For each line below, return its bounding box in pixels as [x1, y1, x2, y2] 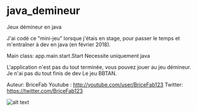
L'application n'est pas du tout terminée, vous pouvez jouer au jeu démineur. [6, 63, 192, 71]
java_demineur [6, 4, 80, 18]
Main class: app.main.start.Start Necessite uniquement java [6, 52, 150, 59]
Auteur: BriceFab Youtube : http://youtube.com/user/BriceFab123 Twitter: [6, 81, 184, 88]
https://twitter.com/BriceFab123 [6, 87, 83, 94]
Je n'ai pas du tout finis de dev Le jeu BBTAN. [6, 70, 117, 77]
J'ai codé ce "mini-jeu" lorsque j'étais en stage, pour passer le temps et [6, 34, 181, 41]
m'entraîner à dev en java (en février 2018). [6, 41, 111, 48]
